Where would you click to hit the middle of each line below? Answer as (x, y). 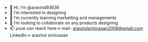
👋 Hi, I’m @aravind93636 (34, 7)
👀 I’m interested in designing (38, 13)
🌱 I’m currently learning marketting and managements (63, 18)
